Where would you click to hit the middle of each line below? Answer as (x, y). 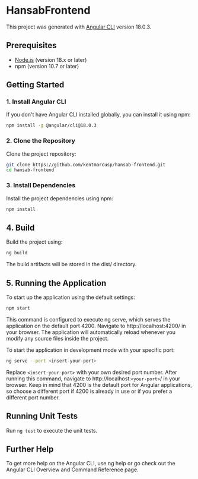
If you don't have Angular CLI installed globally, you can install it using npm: (98, 115)
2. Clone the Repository (41, 141)
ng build (17, 253)
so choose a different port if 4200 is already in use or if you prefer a (89, 391)
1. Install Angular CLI (36, 102)
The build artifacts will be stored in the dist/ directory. (71, 264)
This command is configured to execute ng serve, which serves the (88, 319)
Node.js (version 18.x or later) (51, 59)
